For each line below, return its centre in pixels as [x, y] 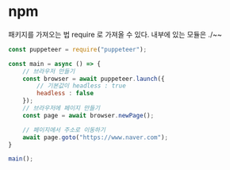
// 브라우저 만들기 [49, 71]
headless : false [65, 94]
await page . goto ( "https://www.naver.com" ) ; [96, 137]
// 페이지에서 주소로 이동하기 [64, 129]
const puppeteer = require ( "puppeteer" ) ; [78, 49]
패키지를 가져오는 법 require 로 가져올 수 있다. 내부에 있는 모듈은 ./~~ [115, 34]
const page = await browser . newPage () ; [88, 115]
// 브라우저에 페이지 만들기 [61, 108]
